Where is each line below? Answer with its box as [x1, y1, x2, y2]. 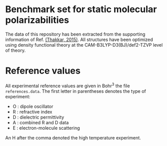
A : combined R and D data [12, 119, 69, 125]
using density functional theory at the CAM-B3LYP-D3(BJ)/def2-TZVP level [5, 42, 163, 48]
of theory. [5, 47, 26, 53]
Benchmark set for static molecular [5, 4, 157, 15]
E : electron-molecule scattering [12, 125, 80, 131]
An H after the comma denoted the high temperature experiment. [5, 134, 141, 140]
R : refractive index [12, 108, 52, 115]
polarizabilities [5, 14, 70, 26]
